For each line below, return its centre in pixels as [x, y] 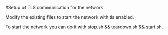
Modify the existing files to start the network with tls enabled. [70, 17]
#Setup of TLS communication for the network [54, 7]
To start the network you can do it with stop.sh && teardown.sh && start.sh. [84, 27]
